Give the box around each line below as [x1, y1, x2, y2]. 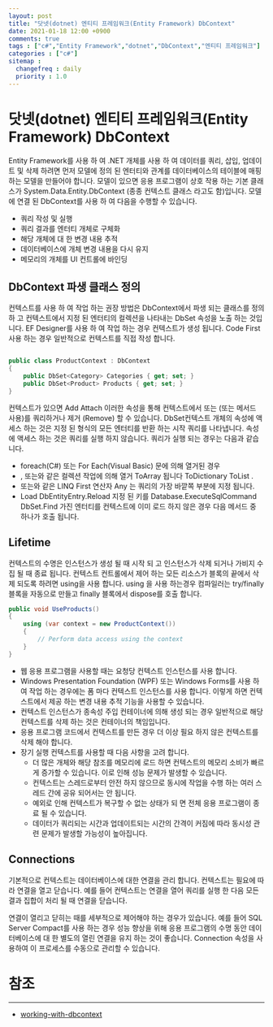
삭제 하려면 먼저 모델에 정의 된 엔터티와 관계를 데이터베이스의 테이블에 [25, 166, 247, 175]
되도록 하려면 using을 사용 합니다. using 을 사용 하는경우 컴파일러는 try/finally [16, 578, 264, 588]
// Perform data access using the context [37, 635, 184, 643]
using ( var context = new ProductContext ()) [23, 620, 176, 628]
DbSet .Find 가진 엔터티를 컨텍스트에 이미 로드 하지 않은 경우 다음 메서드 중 [19, 501, 257, 511]
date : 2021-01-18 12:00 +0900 [8, 27, 111, 35]
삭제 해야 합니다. [19, 737, 73, 747]
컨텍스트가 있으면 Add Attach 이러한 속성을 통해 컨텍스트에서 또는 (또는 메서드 [8, 403, 257, 413]
